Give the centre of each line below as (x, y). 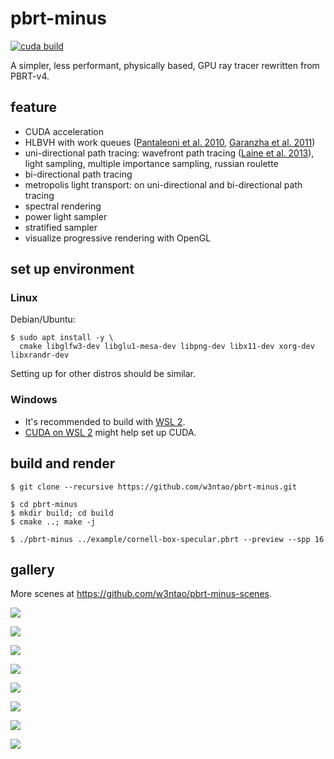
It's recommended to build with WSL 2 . (105, 421)
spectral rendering (63, 206)
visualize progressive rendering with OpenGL (118, 238)
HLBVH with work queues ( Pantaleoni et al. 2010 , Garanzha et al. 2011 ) (170, 142)
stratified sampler (61, 227)
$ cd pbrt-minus (44, 504)
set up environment (72, 269)
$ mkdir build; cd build (62, 513)
